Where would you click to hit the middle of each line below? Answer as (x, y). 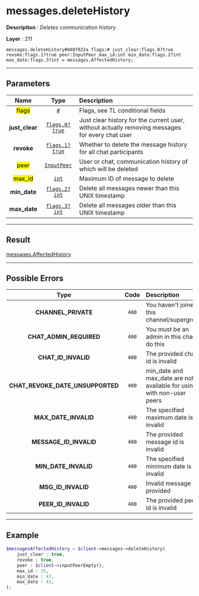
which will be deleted (108, 169)
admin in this (164, 337)
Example (23, 535)
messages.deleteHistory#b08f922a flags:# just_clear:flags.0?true (90, 49)
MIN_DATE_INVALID (64, 466)
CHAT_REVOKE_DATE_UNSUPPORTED (64, 386)
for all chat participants (111, 152)
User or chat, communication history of (134, 161)
